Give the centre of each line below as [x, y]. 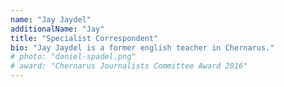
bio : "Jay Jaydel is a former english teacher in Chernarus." [142, 47]
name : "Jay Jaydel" [51, 19]
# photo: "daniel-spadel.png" [73, 57]
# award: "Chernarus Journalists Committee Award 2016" [129, 66]
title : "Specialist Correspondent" [84, 38]
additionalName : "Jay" [57, 29]
